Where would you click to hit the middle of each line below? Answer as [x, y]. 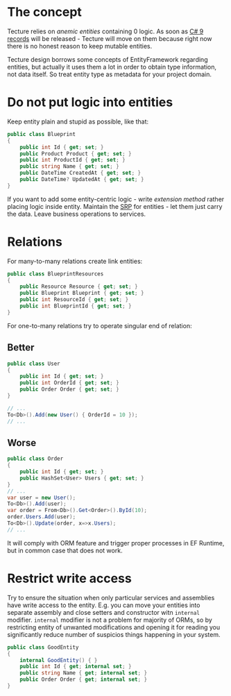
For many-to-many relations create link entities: [75, 261]
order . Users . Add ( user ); [42, 517]
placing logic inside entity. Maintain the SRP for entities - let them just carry [115, 206]
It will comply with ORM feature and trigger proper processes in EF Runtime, [116, 543]
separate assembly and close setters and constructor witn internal [103, 612]
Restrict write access [69, 578]
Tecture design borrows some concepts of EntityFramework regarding [108, 59]
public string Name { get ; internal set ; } [84, 673]
